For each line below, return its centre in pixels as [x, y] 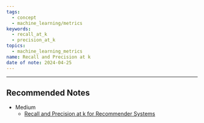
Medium [25, 107]
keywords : [19, 29]
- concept [24, 18]
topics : [16, 46]
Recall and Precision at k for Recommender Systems [90, 114]
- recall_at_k [29, 35]
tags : [13, 12]
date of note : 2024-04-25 [39, 62]
